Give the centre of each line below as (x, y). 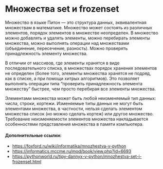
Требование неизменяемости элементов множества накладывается (77, 119)
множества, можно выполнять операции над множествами (67, 43)
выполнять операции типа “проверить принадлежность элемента (74, 83)
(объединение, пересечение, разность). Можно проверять (66, 48)
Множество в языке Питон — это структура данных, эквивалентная (76, 22)
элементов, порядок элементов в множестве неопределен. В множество (82, 33)
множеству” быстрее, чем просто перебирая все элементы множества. (81, 89)
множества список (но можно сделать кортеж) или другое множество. (80, 113)
